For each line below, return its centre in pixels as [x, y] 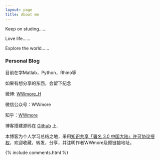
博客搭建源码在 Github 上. [32, 125]
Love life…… [18, 38]
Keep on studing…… [26, 28]
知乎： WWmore [22, 115]
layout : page [19, 10]
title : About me [22, 14]
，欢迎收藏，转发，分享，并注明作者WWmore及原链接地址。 [72, 142]
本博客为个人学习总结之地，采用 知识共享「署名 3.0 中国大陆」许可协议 [78, 136]
